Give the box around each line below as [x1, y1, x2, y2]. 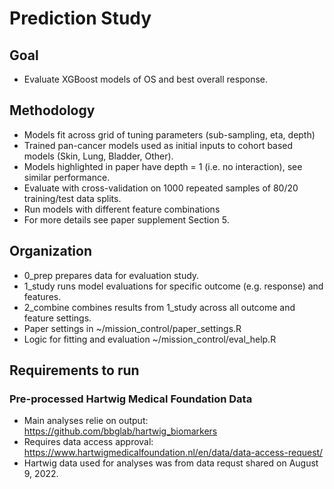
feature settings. [23, 312, 92, 324]
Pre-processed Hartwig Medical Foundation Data [9, 392, 253, 406]
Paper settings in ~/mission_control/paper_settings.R [23, 322, 242, 334]
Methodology [9, 102, 96, 119]
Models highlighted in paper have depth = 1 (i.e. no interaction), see [23, 160, 303, 172]
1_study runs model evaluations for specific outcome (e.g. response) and [23, 280, 324, 292]
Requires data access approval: [23, 436, 154, 448]
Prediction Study [9, 7, 152, 30]
